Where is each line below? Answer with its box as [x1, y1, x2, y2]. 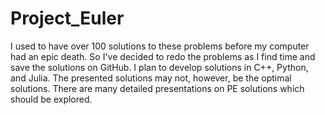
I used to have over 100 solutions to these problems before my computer [10, 40, 310, 52]
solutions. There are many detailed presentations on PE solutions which [10, 82, 305, 94]
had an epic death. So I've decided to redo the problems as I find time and [10, 50, 316, 62]
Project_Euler [10, 7, 125, 30]
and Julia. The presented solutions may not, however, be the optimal [10, 72, 292, 84]
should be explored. [10, 93, 93, 105]
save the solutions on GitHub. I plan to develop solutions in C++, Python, [10, 61, 309, 73]
